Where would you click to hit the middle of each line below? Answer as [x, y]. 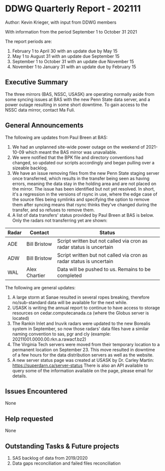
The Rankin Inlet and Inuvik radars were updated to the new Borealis [81, 323]
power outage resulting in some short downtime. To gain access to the [76, 105]
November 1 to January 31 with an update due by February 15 [74, 67]
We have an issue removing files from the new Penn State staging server [86, 173]
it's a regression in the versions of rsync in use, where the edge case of [85, 194]
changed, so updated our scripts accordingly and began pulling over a [83, 162]
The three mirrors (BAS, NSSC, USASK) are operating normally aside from [80, 94]
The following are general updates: [41, 287]
